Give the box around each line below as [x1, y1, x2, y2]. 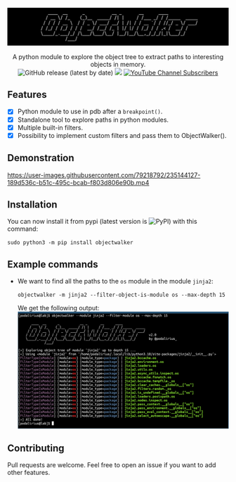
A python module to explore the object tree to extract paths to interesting [12, 52, 224, 61]
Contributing [7, 442, 65, 454]
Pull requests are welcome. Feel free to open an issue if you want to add [7, 461, 216, 469]
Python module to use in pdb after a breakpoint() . [17, 107, 163, 116]
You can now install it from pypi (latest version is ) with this [7, 217, 198, 226]
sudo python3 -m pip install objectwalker [7, 239, 133, 246]
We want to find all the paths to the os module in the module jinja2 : [17, 277, 214, 286]
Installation [7, 198, 58, 210]
